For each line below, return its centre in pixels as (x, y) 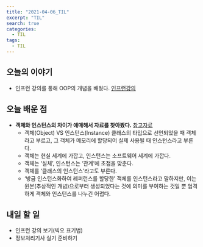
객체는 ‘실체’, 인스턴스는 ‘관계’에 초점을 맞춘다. (79, 163)
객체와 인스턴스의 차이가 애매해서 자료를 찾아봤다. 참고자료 (84, 125)
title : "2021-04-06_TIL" (38, 12)
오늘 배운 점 (27, 109)
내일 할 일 (23, 214)
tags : (13, 40)
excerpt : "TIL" (26, 18)
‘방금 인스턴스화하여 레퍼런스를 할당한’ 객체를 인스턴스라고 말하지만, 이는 (110, 178)
